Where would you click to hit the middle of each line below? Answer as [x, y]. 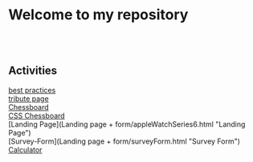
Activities [33, 71]
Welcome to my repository [98, 15]
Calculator [25, 149]
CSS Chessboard [37, 115]
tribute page [29, 99]
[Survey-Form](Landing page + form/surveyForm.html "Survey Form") [124, 141]
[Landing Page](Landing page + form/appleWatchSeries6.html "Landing [127, 124]
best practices [32, 90]
